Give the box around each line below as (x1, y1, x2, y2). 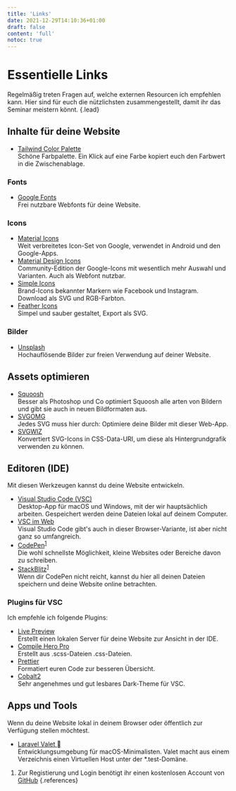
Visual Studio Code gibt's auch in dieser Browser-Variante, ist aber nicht (17, 525, 228, 533)
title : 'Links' (7, 10, 52, 18)
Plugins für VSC (7, 597, 63, 607)
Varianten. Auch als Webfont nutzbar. (17, 272, 126, 280)
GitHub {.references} (17, 775, 79, 784)
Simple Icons (17, 279, 56, 288)
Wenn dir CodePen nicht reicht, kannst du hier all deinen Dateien (17, 572, 206, 581)
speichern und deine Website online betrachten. (17, 579, 157, 588)
